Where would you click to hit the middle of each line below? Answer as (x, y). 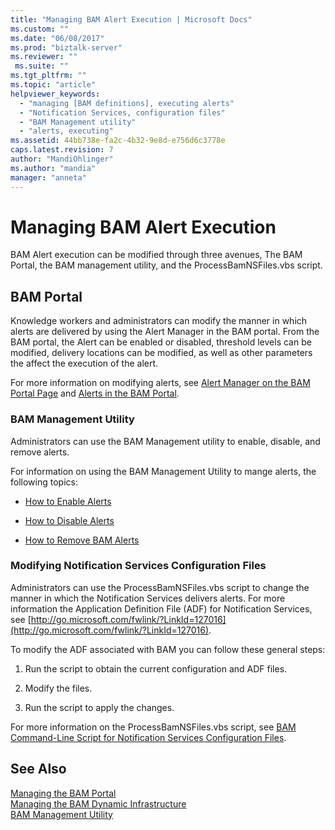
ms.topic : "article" (53, 85)
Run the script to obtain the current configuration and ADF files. (156, 668)
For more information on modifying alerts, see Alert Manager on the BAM (160, 383)
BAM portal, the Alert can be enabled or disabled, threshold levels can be (161, 342)
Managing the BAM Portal (63, 793)
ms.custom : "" (40, 29)
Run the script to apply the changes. (99, 707)
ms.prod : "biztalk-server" (66, 47)
